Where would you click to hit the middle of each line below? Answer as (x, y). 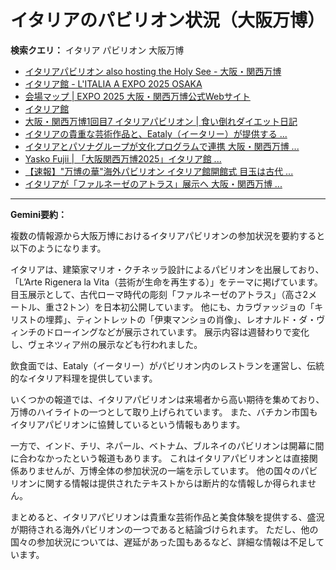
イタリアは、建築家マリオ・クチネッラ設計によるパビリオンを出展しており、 (167, 269)
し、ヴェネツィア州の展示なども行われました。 (106, 344)
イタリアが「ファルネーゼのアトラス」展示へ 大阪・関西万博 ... (153, 183)
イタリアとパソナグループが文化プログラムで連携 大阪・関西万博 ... (162, 146)
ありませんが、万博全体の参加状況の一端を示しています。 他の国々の (159, 470)
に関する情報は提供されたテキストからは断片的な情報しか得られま (172, 483)
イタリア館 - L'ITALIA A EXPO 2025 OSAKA (113, 83)
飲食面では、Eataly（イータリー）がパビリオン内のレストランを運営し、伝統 (167, 365)
